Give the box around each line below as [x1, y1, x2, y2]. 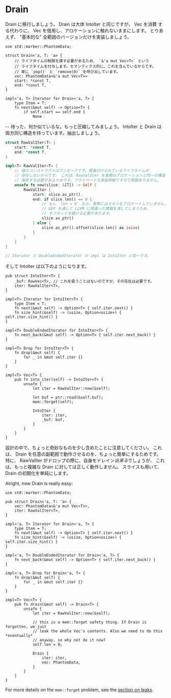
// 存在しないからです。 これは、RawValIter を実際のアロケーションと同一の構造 [14, 173, 165, 178]
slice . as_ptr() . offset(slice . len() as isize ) [41, 225, 140, 230]
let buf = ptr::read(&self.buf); [32, 395, 103, 400]
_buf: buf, [41, 417, 65, 422]
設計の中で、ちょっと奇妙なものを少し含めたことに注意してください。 [5, 445, 152, 451]
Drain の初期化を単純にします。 [5, 470, 71, 477]
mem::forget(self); [32, 400, 74, 405]
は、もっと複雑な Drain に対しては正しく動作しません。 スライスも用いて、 [5, 464, 162, 470]
